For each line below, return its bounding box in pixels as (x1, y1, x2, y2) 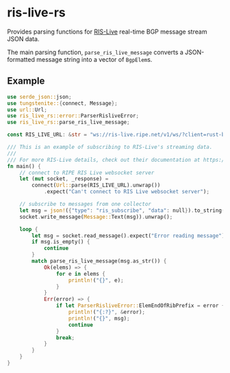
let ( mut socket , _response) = (19, 176, 109, 182)
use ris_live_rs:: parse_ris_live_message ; (7, 119, 130, 126)
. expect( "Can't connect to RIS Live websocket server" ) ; (43, 189, 210, 195)
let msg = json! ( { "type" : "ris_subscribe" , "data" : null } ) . (19, 207, 194, 214)
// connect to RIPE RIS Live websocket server (19, 169, 155, 176)
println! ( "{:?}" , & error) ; (68, 309, 146, 315)
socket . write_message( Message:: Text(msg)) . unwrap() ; (19, 213, 173, 220)
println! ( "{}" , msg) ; (68, 315, 130, 322)
